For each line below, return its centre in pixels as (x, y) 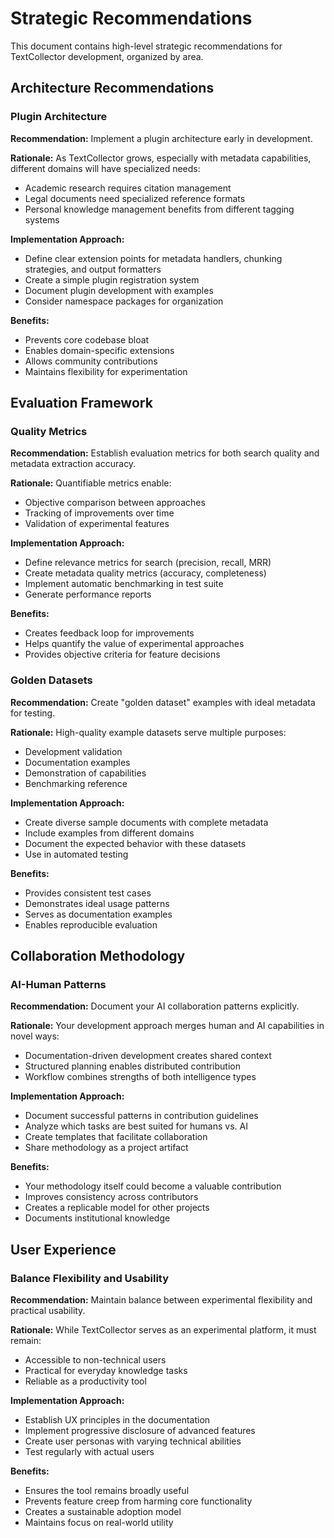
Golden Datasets (51, 680)
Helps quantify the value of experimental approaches (134, 644)
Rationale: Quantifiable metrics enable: (91, 483)
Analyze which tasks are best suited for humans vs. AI (136, 1126)
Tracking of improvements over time (99, 513)
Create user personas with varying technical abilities (133, 1441)
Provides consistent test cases (88, 893)
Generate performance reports (88, 594)
